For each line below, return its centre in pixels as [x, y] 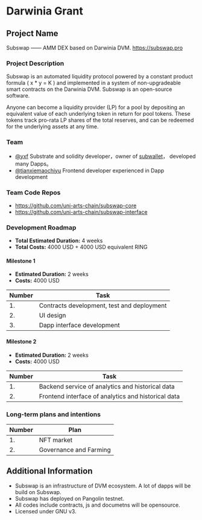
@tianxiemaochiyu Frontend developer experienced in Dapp [90, 171]
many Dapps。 [33, 163]
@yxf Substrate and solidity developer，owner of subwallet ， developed [105, 156]
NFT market [56, 440]
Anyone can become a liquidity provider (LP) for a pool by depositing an [96, 107]
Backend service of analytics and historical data [107, 386]
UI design [52, 316]
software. [18, 96]
